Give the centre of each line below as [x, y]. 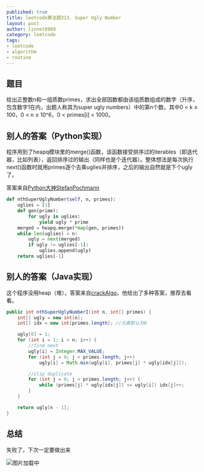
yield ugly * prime [64, 222]
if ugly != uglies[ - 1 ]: [58, 245]
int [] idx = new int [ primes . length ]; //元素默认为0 [82, 323]
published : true [27, 12]
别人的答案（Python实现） [56, 136]
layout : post [23, 23]
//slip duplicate [50, 374]
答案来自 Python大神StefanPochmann [53, 188]
